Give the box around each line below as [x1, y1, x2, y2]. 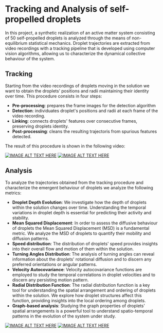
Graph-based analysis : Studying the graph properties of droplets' [12, 303, 145, 309]
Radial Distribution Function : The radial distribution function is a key [12, 282, 150, 288]
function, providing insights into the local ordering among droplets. [12, 297, 146, 303]
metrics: [5, 190, 22, 196]
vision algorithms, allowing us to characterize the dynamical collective [5, 50, 145, 56]
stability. [12, 215, 29, 221]
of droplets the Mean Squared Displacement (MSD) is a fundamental [12, 225, 149, 231]
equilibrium [5, 40, 28, 46]
